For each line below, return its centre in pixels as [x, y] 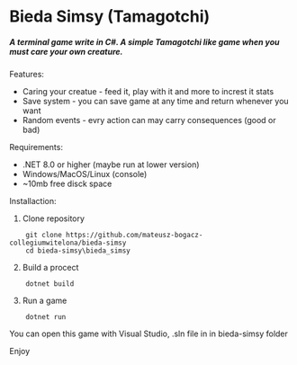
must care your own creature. [66, 51]
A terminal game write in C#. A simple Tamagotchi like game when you [144, 41]
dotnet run [46, 317]
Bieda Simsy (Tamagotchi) [110, 17]
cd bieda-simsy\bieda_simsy [78, 251]
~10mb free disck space [67, 184]
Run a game [45, 301]
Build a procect [50, 268]
